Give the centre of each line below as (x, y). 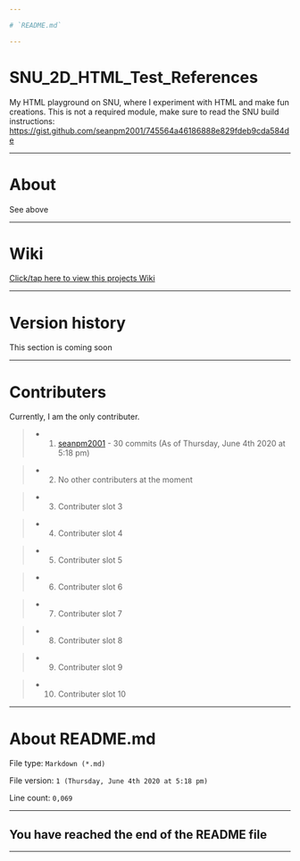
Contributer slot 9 (90, 667)
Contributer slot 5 (90, 560)
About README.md (83, 739)
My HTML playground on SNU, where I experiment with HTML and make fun (150, 102)
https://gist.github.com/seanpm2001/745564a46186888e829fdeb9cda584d (150, 130)
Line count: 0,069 (41, 798)
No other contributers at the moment (125, 480)
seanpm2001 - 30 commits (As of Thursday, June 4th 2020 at (171, 444)
